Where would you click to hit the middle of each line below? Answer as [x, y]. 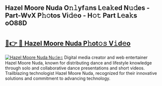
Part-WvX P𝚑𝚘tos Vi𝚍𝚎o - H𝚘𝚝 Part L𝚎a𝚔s [71, 16]
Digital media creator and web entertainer [106, 57]
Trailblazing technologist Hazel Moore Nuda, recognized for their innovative [81, 73]
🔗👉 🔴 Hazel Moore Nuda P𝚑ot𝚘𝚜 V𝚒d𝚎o [68, 43]
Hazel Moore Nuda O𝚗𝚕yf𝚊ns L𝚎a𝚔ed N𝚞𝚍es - [77, 8]
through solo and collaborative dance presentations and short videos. [75, 68]
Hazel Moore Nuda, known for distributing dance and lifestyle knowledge [79, 63]
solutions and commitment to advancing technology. [58, 78]
